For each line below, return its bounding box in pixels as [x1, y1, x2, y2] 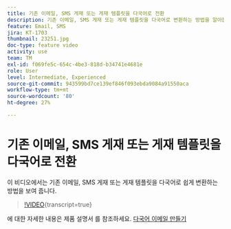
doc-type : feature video [7, 42, 78, 49]
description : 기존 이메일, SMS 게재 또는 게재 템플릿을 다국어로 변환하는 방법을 [7, 16, 210, 23]
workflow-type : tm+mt [7, 86, 69, 93]
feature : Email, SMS [7, 23, 67, 29]
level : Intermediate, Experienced [7, 73, 107, 81]
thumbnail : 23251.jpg [7, 36, 69, 43]
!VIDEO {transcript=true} [23, 200, 93, 208]
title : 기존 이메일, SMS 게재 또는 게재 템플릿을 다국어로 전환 [7, 10, 165, 17]
